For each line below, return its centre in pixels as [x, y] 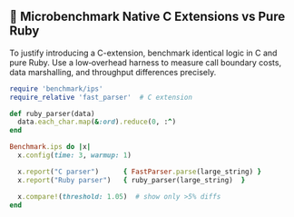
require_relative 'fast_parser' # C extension [101, 97]
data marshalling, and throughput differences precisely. [113, 72]
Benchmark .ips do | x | [50, 147]
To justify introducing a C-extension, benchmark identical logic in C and [143, 53]
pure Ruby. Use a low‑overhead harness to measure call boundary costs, [146, 62]
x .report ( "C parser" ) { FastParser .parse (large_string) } [139, 172]
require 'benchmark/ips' [56, 89]
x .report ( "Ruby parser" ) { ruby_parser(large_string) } [132, 180]
